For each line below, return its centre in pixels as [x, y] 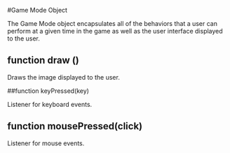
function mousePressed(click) [75, 126]
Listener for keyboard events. [50, 104]
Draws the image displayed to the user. [64, 77]
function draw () [43, 60]
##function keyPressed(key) [48, 91]
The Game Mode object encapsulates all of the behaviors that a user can [113, 23]
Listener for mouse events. [46, 143]
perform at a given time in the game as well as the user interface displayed [115, 31]
